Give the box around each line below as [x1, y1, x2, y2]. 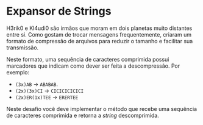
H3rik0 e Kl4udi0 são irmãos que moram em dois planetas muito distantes [6, 24, 193, 32]
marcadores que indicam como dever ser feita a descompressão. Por [6, 62, 180, 70]
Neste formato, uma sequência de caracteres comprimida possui [6, 55, 169, 63]
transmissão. [6, 44, 39, 51]
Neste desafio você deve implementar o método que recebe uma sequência [6, 105, 197, 112]
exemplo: [6, 68, 29, 76]
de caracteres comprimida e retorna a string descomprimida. [6, 112, 160, 119]
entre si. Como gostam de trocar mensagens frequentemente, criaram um [6, 30, 192, 38]
